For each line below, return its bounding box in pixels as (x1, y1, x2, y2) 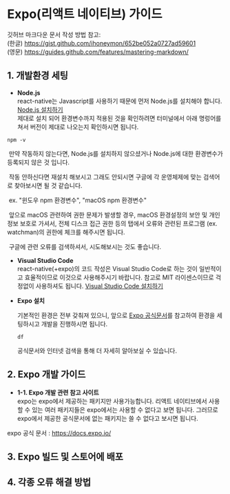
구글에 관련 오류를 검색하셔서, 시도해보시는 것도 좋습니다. (8, 242, 162, 250)
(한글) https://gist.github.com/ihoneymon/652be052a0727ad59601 (7, 39, 196, 47)
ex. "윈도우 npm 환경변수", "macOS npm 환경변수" (8, 196, 147, 204)
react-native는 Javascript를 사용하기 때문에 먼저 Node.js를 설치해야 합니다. (17, 97, 222, 105)
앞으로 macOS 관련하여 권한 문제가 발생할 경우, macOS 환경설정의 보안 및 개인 (8, 210, 220, 219)
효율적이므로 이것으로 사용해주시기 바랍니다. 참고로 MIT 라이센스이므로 (24, 273, 215, 281)
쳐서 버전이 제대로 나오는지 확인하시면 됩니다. (17, 122, 139, 131)
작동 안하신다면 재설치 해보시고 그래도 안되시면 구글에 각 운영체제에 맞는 (8, 172, 202, 181)
